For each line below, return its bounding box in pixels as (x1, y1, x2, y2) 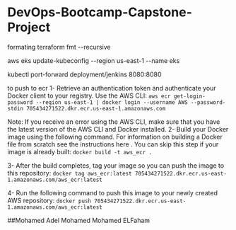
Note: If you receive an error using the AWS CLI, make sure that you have (7, 117, 220, 126)
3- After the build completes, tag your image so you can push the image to (7, 161, 225, 170)
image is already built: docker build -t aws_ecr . (7, 147, 153, 156)
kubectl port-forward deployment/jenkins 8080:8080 (7, 70, 162, 79)
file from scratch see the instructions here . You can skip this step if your (7, 139, 219, 149)
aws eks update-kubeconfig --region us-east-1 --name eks (7, 56, 180, 64)
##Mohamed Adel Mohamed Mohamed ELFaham (7, 216, 151, 224)
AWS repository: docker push (7, 196, 92, 205)
